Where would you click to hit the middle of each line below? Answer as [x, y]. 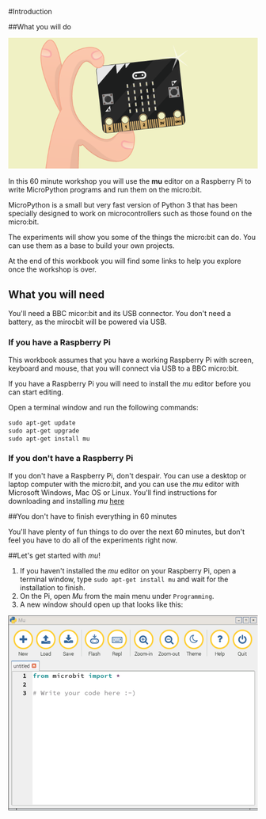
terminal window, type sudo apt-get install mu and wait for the [124, 579]
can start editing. [36, 392]
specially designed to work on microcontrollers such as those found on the [130, 214]
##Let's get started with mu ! [54, 555]
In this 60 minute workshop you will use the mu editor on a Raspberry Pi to [130, 181]
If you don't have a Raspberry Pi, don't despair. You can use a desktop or [127, 475]
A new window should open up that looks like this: [101, 604]
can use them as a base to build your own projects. [91, 246]
